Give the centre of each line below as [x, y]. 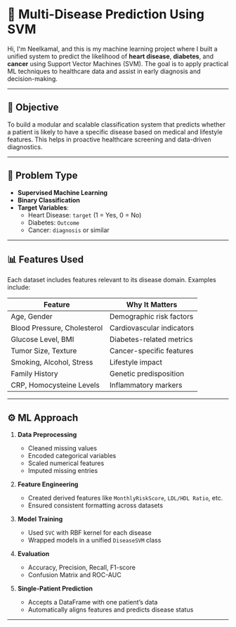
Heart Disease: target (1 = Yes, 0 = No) [85, 215]
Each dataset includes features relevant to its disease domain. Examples [112, 280]
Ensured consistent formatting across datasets [96, 505]
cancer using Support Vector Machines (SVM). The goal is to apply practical [118, 63]
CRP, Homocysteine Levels [55, 385]
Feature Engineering [48, 484]
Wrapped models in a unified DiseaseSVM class [94, 540]
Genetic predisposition [147, 374]
